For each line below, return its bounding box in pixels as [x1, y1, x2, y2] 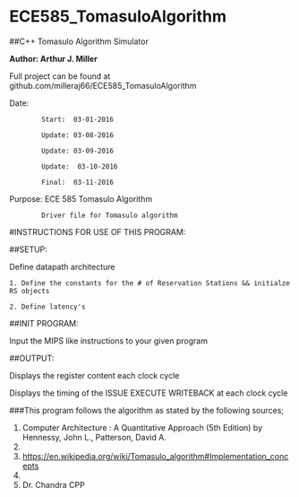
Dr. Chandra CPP [21, 479, 85, 490]
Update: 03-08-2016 [41, 130, 115, 140]
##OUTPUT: [9, 353, 55, 363]
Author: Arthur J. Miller [9, 53, 98, 64]
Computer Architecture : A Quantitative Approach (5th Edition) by [21, 422, 263, 432]
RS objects [9, 286, 50, 295]
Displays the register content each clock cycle [9, 370, 180, 380]
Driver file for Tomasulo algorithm [41, 211, 178, 220]
